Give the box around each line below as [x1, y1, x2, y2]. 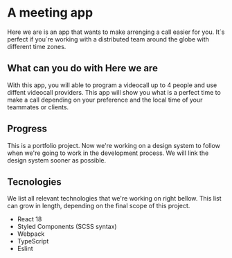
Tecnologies [7, 176, 62, 187]
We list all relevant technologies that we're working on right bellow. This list [7, 194, 222, 203]
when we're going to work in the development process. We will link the [7, 149, 209, 157]
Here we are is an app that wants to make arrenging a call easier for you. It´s [7, 28, 225, 36]
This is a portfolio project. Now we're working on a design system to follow [7, 141, 220, 149]
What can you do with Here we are [7, 62, 158, 74]
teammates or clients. [7, 102, 69, 111]
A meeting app [7, 5, 93, 21]
